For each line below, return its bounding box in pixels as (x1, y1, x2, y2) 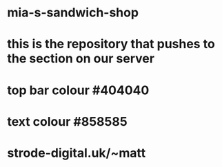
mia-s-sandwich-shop (7, 5, 139, 21)
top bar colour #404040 (7, 82, 150, 98)
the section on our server (7, 51, 155, 67)
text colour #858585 (7, 113, 128, 129)
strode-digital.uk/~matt (7, 145, 146, 161)
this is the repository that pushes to (7, 36, 215, 52)
